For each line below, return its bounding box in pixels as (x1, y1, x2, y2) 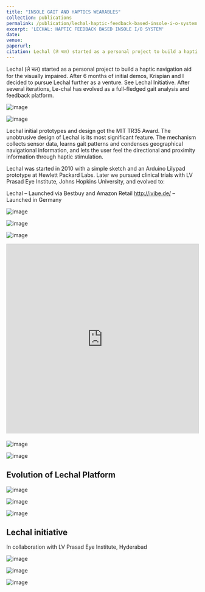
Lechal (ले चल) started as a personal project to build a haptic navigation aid (6, 65, 192, 73)
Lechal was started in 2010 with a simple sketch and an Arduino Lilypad (6, 165, 186, 172)
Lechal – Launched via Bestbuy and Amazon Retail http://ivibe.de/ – (6, 190, 175, 197)
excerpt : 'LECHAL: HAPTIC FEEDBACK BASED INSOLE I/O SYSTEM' (6, 26, 165, 32)
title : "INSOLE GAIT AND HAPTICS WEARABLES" (6, 9, 121, 15)
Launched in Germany (6, 196, 62, 203)
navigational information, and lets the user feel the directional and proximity (6, 146, 196, 154)
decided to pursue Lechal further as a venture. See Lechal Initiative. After (6, 79, 190, 86)
